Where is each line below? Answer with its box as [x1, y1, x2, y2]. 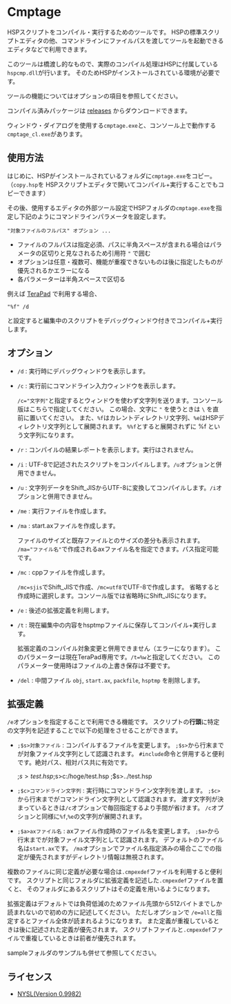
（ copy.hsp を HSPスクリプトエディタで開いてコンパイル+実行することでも [7, 180, 219, 189]
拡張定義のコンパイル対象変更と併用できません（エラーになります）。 [17, 644, 214, 652]
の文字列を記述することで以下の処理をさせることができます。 [7, 726, 182, 735]
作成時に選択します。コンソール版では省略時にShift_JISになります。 [17, 591, 210, 600]
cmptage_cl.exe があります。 [7, 129, 86, 138]
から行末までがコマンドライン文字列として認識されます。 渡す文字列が [17, 795, 218, 804]
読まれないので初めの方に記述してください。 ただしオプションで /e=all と [7, 908, 216, 916]
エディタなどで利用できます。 [7, 45, 91, 53]
